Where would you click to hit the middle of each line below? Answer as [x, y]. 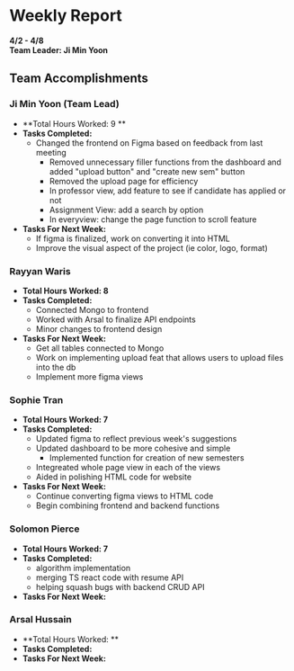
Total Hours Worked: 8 [66, 291]
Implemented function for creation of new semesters [147, 458]
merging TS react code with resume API [110, 577]
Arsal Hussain [40, 620]
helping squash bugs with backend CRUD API [120, 586]
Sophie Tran [36, 399]
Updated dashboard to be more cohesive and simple [133, 448]
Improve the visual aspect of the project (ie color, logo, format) [151, 247]
